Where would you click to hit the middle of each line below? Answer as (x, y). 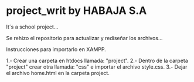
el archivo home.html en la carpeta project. (58, 73)
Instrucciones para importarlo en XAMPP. (56, 49)
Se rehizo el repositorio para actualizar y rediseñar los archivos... (84, 38)
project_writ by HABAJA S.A (76, 11)
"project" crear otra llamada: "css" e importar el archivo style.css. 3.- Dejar (97, 67)
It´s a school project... (32, 27)
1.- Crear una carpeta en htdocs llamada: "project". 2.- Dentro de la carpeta (97, 60)
